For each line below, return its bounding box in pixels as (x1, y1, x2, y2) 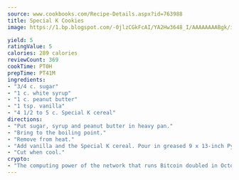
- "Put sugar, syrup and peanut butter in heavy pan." (7, 122, 174, 129)
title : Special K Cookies (7, 17, 84, 24)
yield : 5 (7, 36, 33, 43)
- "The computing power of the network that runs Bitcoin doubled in (7, 162, 218, 169)
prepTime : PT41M (7, 69, 55, 77)
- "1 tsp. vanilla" (7, 102, 65, 110)
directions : (7, 116, 43, 123)
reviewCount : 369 (7, 56, 59, 64)
